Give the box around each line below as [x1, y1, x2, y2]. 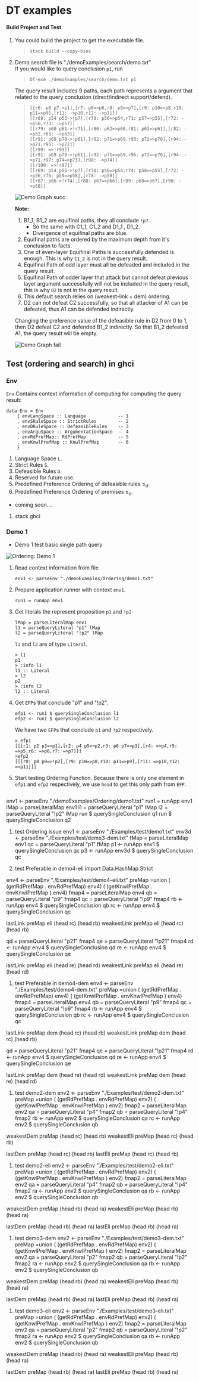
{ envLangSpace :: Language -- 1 [17, 413, 129, 419]
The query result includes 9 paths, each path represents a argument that [14, 87, 193, 94]
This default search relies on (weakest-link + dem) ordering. [23, 293, 171, 300]
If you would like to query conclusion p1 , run [14, 65, 123, 72]
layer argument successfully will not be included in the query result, [23, 280, 190, 287]
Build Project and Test [6, 23, 62, 30]
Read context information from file [14, 564, 99, 571]
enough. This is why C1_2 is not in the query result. [23, 255, 148, 262]
